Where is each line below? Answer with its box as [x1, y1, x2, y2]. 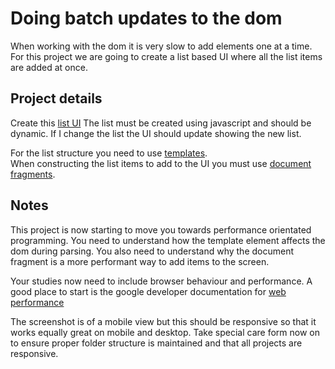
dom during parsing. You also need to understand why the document [10, 245, 295, 257]
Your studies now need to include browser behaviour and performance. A [10, 275, 313, 287]
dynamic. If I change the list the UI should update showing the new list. [10, 127, 302, 139]
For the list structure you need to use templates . [10, 147, 208, 159]
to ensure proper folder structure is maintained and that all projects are [10, 337, 303, 349]
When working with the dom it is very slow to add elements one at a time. [10, 40, 313, 52]
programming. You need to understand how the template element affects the [10, 234, 326, 246]
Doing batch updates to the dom [10, 7, 283, 30]
